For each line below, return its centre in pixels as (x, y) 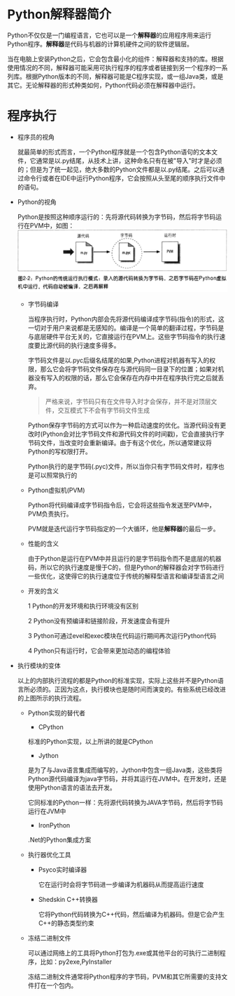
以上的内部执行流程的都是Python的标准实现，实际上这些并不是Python (117, 681)
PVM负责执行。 (50, 514)
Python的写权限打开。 (60, 452)
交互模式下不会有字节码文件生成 (104, 411)
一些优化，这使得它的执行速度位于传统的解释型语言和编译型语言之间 (126, 576)
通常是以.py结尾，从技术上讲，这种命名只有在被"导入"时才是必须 (129, 160)
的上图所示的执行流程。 (51, 698)
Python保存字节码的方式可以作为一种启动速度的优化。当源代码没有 (124, 425)
